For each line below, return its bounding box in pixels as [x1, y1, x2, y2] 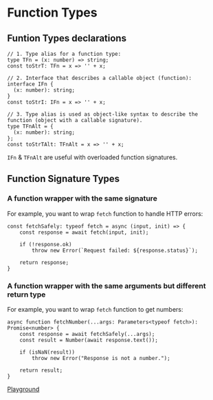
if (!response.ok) [19, 241, 72, 248]
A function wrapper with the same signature [7, 194, 158, 203]
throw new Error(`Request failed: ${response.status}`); [32, 247, 198, 254]
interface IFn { [7, 81, 54, 88]
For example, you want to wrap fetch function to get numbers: [7, 305, 183, 313]
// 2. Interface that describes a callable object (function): [7, 74, 192, 81]
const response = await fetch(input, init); [19, 229, 149, 236]
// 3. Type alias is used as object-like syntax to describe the [7, 111, 198, 118]
